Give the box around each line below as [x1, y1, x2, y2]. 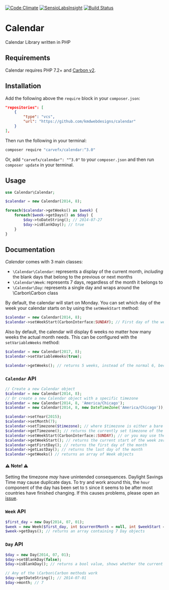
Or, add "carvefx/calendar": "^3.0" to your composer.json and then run [5, 156, 154, 163]
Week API [5, 508, 26, 515]
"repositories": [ [5, 105, 44, 110]
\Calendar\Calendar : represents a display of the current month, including [12, 269, 163, 275]
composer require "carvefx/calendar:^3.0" [5, 147, 96, 152]
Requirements [5, 53, 50, 63]
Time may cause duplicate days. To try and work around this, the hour [5, 479, 150, 486]
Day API [5, 541, 24, 548]
